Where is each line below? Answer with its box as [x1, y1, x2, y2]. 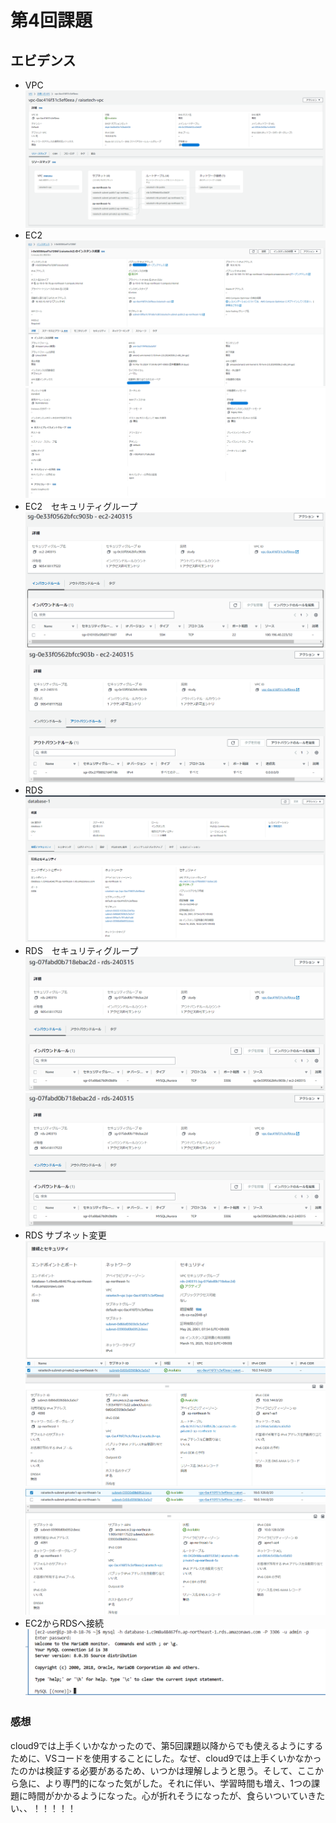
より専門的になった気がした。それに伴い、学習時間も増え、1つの [44, 1777, 312, 1789]
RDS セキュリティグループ [24, 945, 139, 957]
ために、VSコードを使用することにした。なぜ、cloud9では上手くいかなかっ [10, 1752, 322, 1764]
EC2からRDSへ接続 [24, 1617, 105, 1630]
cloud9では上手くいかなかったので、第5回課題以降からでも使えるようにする [10, 1739, 324, 1751]
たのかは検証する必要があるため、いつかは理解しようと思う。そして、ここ [10, 1764, 315, 1776]
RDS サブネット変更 [24, 1229, 107, 1241]
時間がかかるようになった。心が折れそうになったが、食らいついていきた [27, 1789, 326, 1801]
